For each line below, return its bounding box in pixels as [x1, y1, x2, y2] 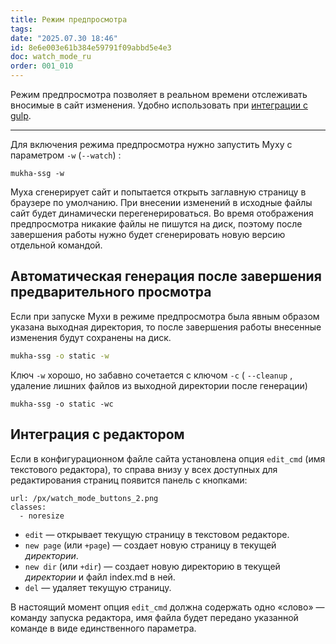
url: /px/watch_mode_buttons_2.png [10, 493, 159, 503]
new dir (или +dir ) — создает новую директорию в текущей [24, 560, 281, 572]
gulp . [10, 110, 32, 121]
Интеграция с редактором [10, 426, 185, 443]
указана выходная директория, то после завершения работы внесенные [10, 321, 322, 333]
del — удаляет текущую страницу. [24, 581, 172, 593]
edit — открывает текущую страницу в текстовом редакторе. [24, 528, 290, 540]
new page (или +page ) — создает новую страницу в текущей [24, 539, 277, 551]
